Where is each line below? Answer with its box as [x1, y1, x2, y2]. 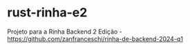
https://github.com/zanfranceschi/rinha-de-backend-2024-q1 [7, 34, 183, 42]
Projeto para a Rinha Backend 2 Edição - [7, 27, 122, 36]
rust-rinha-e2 [7, 5, 88, 21]
